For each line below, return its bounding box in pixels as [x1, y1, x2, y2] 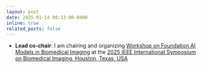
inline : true [6, 20, 39, 26]
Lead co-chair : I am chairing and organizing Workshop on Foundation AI [15, 42, 196, 49]
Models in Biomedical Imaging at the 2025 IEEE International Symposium [15, 49, 197, 56]
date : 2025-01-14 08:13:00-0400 [6, 14, 88, 20]
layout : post [6, 8, 39, 15]
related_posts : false [6, 25, 61, 32]
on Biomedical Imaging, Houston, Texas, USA [15, 55, 128, 62]
